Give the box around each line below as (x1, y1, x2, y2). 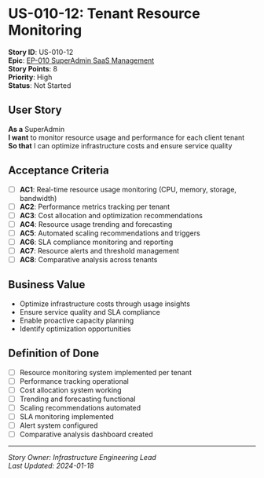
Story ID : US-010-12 (8, 47, 74, 57)
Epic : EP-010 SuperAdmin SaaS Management (8, 56, 155, 65)
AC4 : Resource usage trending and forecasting (19, 219, 173, 228)
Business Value (8, 278, 86, 291)
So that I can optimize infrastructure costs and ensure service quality (8, 140, 233, 150)
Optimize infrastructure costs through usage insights (19, 299, 191, 308)
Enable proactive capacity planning (19, 316, 134, 325)
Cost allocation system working (19, 385, 122, 395)
